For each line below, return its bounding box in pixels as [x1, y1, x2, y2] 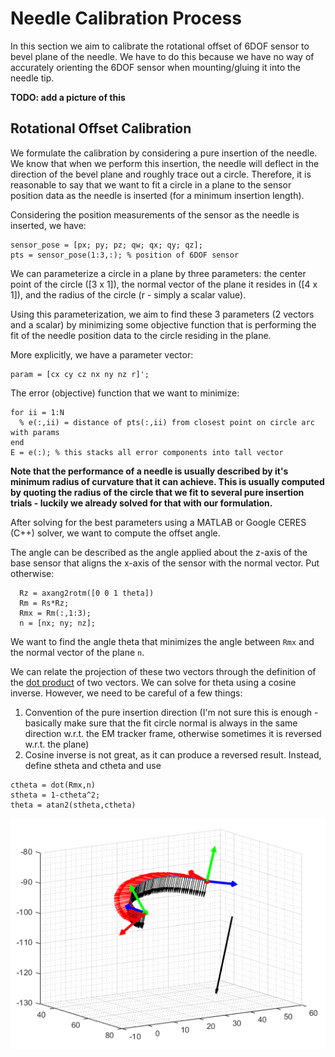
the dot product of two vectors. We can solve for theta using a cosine [10, 676, 297, 688]
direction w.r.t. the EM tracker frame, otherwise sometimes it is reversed [24, 727, 322, 739]
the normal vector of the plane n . [10, 646, 145, 658]
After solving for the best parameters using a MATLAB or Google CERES [10, 516, 307, 528]
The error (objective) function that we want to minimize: [10, 387, 240, 399]
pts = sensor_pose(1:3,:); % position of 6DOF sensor [10, 250, 240, 260]
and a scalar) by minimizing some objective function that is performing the [10, 318, 317, 331]
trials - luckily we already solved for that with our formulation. [10, 497, 273, 509]
